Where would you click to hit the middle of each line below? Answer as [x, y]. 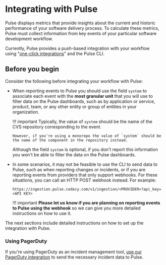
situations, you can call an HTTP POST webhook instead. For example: [84, 180]
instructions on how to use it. [42, 213]
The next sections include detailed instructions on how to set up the [74, 223]
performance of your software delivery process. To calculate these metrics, [82, 28]
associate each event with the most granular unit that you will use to [83, 96]
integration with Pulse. [28, 228]
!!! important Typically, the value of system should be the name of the [82, 121]
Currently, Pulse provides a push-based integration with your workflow [77, 48]
